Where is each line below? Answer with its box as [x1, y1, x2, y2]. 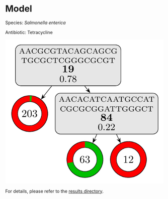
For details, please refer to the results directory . [5, 188, 104, 194]
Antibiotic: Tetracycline [5, 29, 53, 35]
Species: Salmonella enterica [5, 20, 66, 26]
